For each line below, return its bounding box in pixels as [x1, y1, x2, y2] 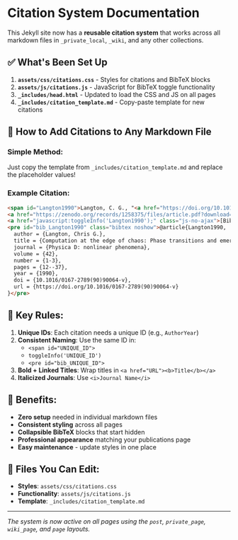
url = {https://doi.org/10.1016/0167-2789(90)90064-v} [13, 283, 179, 291]
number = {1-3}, [13, 257, 62, 264]
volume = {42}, [13, 250, 59, 258]
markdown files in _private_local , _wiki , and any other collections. [7, 35, 204, 44]
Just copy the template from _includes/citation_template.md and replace [7, 163, 223, 171]
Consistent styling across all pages [17, 420, 123, 429]
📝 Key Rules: [7, 309, 64, 321]
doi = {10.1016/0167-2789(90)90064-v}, [13, 277, 132, 284]
